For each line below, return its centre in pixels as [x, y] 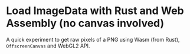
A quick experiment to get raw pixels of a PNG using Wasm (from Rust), [93, 39]
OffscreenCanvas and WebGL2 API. [48, 46]
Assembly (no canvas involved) [85, 23]
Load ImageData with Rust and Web [95, 11]
